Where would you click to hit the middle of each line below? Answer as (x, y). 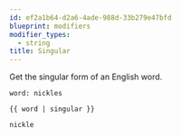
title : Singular (40, 51)
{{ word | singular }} (52, 109)
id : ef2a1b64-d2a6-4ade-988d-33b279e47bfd (90, 18)
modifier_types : (40, 34)
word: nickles (36, 94)
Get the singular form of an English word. (86, 77)
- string (34, 43)
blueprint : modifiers (50, 26)
